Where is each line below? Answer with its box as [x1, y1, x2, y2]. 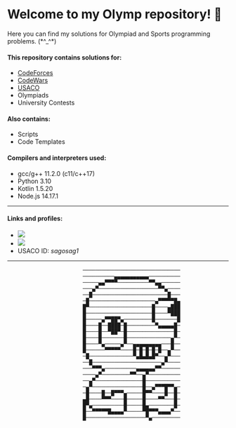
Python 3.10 [17, 177, 51, 185]
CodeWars [17, 76, 48, 85]
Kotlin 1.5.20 [17, 184, 53, 192]
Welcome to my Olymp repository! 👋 [7, 6, 223, 22]
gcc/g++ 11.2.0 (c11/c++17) [17, 169, 96, 178]
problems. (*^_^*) [7, 36, 57, 45]
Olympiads [17, 91, 49, 100]
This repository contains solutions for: [7, 53, 122, 62]
